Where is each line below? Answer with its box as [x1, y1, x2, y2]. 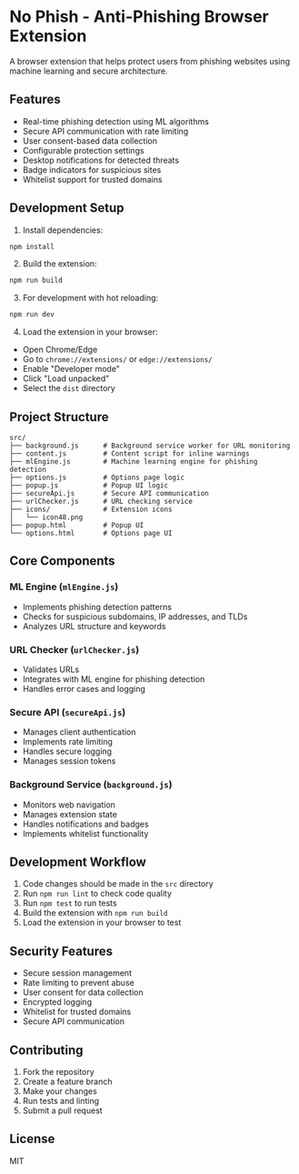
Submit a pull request [22, 1105, 103, 1116]
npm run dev [9, 310, 55, 319]
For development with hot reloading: [22, 293, 159, 304]
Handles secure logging [22, 746, 112, 757]
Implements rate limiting [22, 737, 114, 748]
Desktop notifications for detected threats [22, 155, 180, 166]
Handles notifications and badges [22, 818, 149, 829]
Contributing [9, 1042, 84, 1058]
